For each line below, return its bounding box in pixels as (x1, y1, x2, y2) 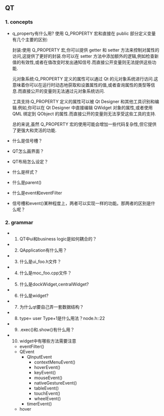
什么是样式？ (12, 169, 38, 175)
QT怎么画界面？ (12, 148, 45, 154)
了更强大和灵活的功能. (12, 127, 57, 133)
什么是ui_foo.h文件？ (19, 259, 62, 264)
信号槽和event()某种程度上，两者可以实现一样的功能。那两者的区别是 (12, 200, 151, 206)
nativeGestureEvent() (34, 380, 77, 386)
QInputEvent (26, 354, 52, 360)
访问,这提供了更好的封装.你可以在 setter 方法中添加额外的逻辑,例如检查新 (12, 53, 159, 59)
